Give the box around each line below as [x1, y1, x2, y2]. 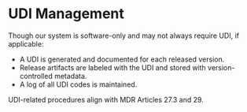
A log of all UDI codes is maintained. [19, 80, 138, 89]
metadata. [53, 71, 87, 80]
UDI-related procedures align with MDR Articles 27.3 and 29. [8, 95, 205, 104]
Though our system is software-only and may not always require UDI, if [8, 31, 240, 40]
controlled [19, 71, 53, 80]
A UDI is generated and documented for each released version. [19, 54, 225, 64]
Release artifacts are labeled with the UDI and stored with [19, 62, 206, 72]
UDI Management [8, 5, 124, 23]
